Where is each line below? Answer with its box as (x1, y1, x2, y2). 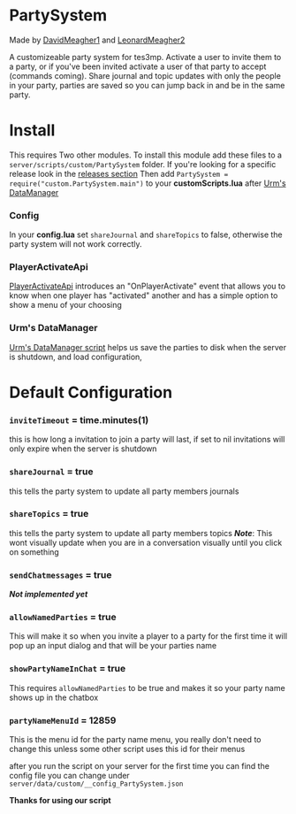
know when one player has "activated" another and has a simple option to (9, 290, 278, 301)
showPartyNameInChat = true (9, 663, 126, 675)
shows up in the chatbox (9, 692, 99, 703)
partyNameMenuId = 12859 (9, 714, 117, 726)
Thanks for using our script (9, 795, 112, 806)
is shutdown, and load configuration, (9, 351, 143, 362)
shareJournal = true (9, 465, 94, 478)
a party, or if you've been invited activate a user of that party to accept (9, 61, 267, 72)
